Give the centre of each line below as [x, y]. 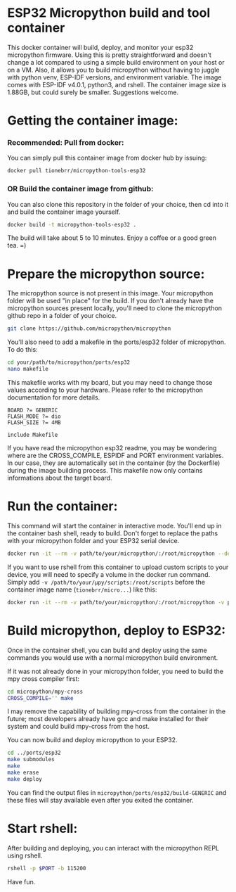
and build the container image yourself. [64, 212]
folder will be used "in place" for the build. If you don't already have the [111, 301]
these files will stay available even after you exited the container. [100, 800]
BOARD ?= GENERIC [33, 410]
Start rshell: [42, 828]
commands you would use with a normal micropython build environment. [113, 657]
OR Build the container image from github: [80, 189]
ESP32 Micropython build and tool [109, 13]
